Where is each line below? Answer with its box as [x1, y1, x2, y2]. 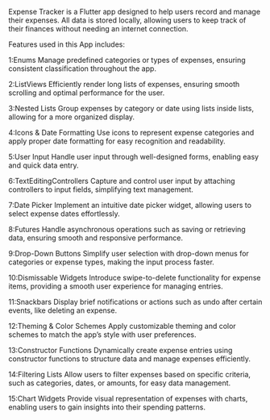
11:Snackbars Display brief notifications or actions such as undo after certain [8, 297, 263, 306]
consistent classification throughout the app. [8, 64, 157, 73]
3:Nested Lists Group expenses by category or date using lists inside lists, [8, 104, 254, 113]
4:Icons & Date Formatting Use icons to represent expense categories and [8, 128, 255, 137]
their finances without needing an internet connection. [8, 24, 189, 33]
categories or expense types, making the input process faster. [8, 257, 215, 267]
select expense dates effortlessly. [8, 209, 121, 218]
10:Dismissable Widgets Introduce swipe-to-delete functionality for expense [8, 273, 261, 282]
